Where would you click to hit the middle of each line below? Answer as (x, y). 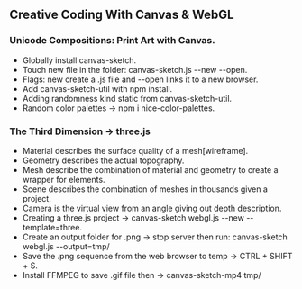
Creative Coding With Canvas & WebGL (122, 15)
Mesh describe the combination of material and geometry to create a (150, 169)
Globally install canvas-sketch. (79, 60)
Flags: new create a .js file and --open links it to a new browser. (140, 79)
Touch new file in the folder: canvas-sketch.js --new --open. (135, 69)
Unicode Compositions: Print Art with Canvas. (112, 41)
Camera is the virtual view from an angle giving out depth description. (152, 208)
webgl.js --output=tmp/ (66, 246)
